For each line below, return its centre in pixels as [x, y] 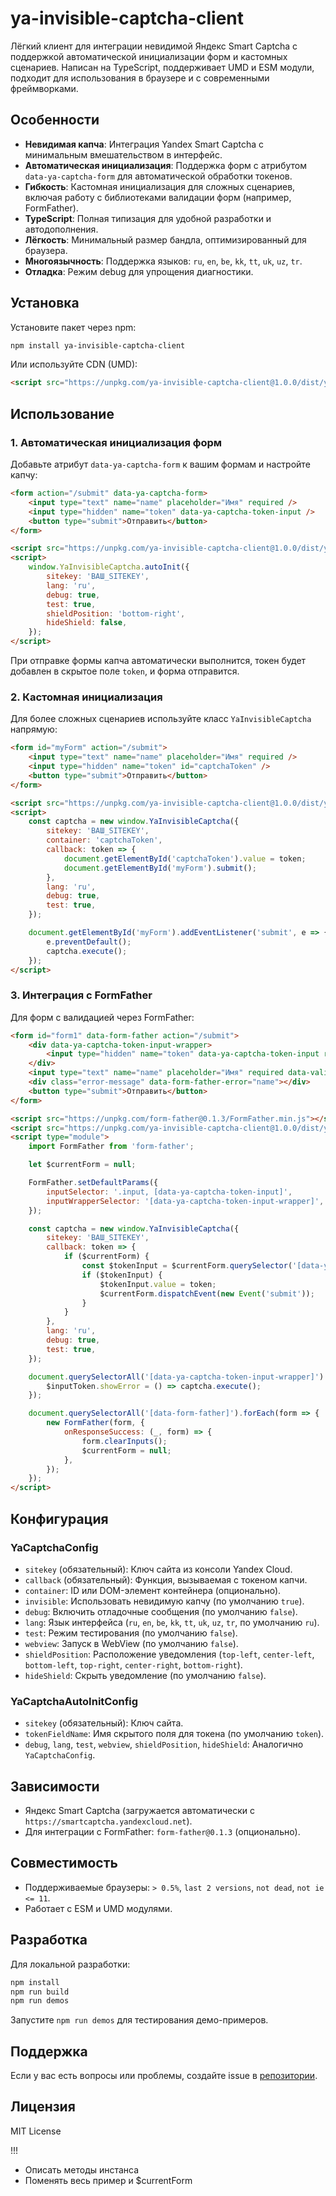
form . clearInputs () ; [124, 1441]
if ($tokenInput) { [122, 1275]
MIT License [36, 2131]
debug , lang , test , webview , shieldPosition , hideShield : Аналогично [164, 1744]
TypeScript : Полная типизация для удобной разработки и [148, 218]
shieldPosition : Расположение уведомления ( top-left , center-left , [169, 1654]
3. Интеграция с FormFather [81, 995]
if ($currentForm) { [106, 1257]
